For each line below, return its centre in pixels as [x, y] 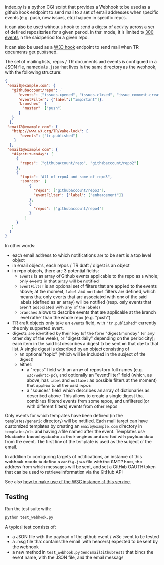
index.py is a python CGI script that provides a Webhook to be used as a [78, 7]
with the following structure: [33, 72]
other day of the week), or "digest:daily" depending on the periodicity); [83, 338]
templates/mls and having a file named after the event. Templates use [75, 431]
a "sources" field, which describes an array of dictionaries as [88, 390]
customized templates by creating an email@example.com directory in [73, 426]
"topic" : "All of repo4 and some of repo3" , [66, 177]
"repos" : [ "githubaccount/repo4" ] [69, 209]
